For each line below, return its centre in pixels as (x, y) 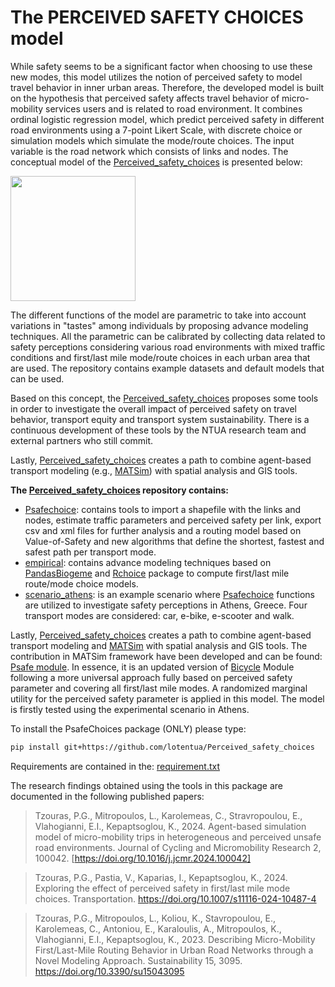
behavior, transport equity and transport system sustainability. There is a (160, 419)
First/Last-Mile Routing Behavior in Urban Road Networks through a (174, 950)
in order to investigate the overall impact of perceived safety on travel (153, 408)
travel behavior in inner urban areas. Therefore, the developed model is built (167, 87)
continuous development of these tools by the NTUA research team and (158, 430)
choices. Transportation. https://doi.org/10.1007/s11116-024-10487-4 (175, 898)
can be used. (37, 378)
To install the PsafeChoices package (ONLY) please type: (128, 728)
